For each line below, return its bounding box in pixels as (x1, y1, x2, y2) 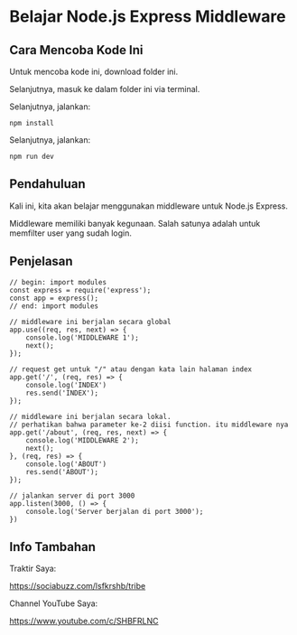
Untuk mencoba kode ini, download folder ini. (9, 66, 179, 77)
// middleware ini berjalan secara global (9, 317, 172, 326)
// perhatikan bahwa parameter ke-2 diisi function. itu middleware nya (9, 420, 289, 429)
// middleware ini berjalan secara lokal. (9, 412, 172, 421)
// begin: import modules (9, 277, 107, 286)
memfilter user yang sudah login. (9, 228, 133, 238)
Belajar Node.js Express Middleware (9, 6, 286, 27)
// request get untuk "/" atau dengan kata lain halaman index (9, 364, 253, 374)
